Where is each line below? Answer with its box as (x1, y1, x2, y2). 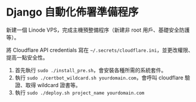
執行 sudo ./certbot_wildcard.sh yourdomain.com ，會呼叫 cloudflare (14, 74, 183, 81)
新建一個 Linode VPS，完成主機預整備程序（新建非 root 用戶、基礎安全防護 (6, 26, 190, 33)
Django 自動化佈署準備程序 (6, 5, 139, 19)
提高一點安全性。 (6, 54, 48, 61)
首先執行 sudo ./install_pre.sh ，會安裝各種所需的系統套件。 (14, 66, 167, 73)
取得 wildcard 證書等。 (25, 81, 82, 88)
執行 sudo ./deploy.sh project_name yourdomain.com (14, 89, 145, 96)
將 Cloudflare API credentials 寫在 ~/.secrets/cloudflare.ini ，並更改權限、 (6, 46, 194, 54)
